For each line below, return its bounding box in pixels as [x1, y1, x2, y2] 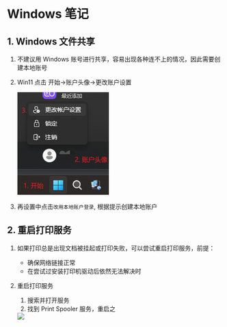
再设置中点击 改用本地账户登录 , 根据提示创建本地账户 [16, 202, 157, 211]
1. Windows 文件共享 [7, 36, 96, 47]
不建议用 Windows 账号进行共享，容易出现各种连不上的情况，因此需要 [16, 55, 215, 63]
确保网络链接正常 [27, 258, 76, 267]
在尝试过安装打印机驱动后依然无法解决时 [27, 267, 142, 275]
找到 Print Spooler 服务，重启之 [27, 304, 116, 313]
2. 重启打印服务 [7, 224, 72, 236]
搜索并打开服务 [27, 296, 70, 304]
